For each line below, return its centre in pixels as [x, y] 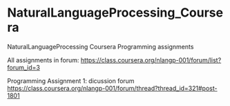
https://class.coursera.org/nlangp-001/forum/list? [151, 60]
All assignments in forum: [43, 60]
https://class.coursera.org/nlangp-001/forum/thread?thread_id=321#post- [112, 88]
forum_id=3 [23, 67]
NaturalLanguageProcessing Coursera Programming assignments [100, 46]
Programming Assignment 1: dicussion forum [71, 80]
